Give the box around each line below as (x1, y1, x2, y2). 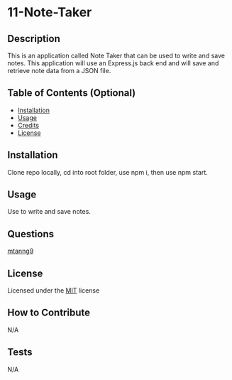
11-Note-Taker (7, 4, 92, 21)
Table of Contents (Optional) (7, 87, 136, 99)
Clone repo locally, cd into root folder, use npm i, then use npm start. (7, 168, 208, 176)
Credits (17, 121, 40, 129)
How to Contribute (7, 307, 91, 319)
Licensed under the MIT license (7, 286, 100, 295)
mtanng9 (7, 246, 34, 256)
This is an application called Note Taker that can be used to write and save (7, 51, 226, 60)
